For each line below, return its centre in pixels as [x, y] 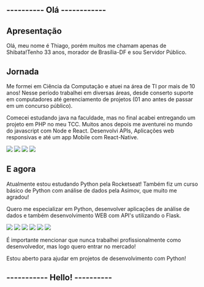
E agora [21, 169]
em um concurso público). [40, 106]
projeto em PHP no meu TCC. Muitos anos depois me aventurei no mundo [100, 124]
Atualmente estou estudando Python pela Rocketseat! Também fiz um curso [102, 184]
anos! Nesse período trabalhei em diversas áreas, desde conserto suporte [100, 93]
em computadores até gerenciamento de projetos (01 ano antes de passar [100, 99]
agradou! [18, 197]
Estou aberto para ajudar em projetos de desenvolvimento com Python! [96, 258]
